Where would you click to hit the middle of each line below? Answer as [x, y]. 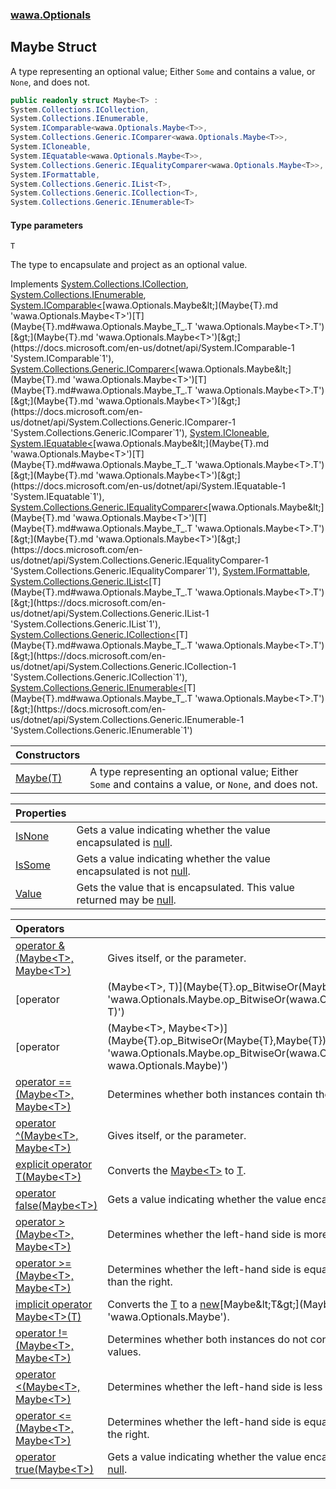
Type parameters [47, 225]
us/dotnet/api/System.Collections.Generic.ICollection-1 [123, 667]
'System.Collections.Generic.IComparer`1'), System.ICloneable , [140, 433]
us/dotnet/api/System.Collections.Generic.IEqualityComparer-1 [139, 560]
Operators [40, 929]
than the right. [140, 1282]
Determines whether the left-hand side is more [218, 1235]
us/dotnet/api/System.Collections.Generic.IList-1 [110, 614]
